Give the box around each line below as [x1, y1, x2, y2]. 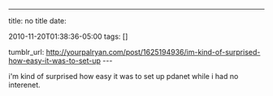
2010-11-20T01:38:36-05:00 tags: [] [8, 31, 128, 41]
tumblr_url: [8, 48, 45, 56]
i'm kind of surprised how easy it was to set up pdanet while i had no [8, 72, 239, 81]
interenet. [8, 80, 41, 90]
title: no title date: [8, 16, 67, 25]
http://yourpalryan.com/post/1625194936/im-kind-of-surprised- [45, 48, 261, 56]
